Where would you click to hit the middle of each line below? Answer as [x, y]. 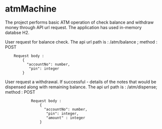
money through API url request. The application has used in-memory [73, 27]
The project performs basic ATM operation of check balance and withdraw [79, 22]
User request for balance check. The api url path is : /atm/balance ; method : [81, 42]
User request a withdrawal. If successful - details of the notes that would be [81, 82]
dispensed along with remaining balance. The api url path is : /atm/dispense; [81, 87]
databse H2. [17, 32]
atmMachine [31, 9]
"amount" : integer [66, 118]
